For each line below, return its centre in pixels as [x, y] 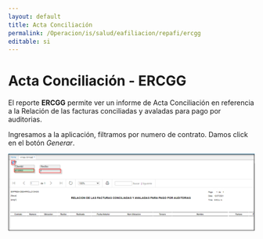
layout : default [34, 16]
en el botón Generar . [41, 143]
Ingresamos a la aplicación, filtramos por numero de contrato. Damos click [128, 135]
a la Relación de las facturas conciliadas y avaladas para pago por [115, 111]
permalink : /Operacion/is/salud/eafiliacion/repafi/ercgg [104, 33]
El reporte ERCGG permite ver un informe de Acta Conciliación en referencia [131, 103]
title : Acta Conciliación [50, 25]
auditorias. [25, 119]
